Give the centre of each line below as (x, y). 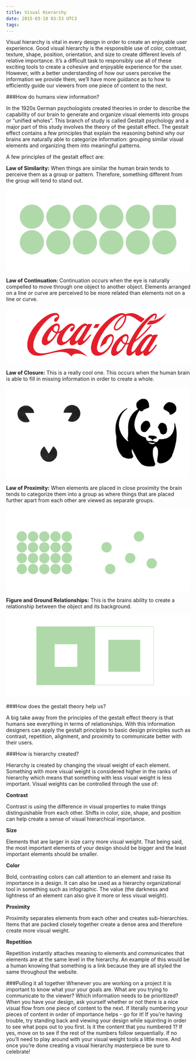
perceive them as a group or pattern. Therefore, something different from (94, 174)
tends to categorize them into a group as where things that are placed (90, 494)
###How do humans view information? (53, 97)
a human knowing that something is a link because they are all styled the (94, 965)
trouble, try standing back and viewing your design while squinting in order (96, 1020)
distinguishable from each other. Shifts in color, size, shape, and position (94, 812)
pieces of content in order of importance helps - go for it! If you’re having (94, 1014)
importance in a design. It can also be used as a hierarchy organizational (94, 883)
